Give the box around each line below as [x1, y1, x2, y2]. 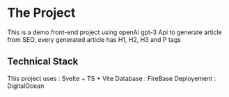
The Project [7, 5, 76, 21]
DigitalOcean [7, 82, 45, 90]
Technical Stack [7, 56, 79, 68]
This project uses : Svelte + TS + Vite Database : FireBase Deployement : [7, 74, 216, 82]
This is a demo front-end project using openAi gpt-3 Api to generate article [7, 28, 223, 36]
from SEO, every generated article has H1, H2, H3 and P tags [7, 35, 181, 43]
